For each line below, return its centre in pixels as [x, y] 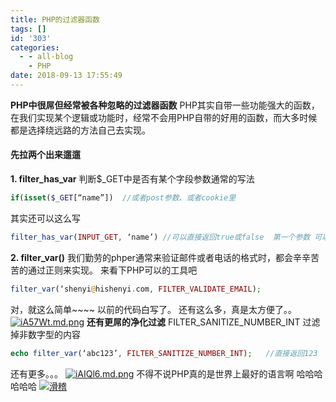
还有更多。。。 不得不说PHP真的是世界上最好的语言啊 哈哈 [162, 373]
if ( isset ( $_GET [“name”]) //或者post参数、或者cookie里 [123, 198]
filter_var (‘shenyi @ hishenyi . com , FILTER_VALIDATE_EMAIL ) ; [136, 289]
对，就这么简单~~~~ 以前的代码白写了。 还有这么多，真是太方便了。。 [153, 309]
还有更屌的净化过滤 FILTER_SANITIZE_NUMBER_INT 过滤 [203, 322]
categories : [35, 47]
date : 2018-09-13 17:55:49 [66, 76]
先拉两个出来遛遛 [45, 155]
